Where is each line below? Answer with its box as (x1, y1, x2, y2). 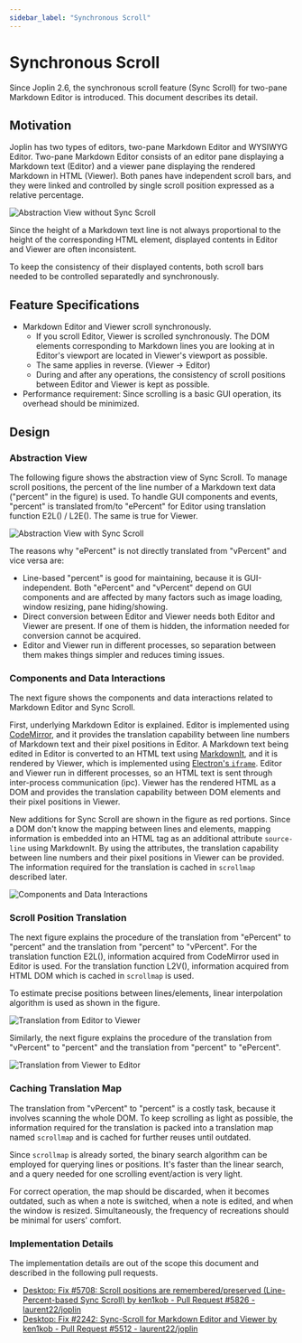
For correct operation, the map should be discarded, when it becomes (9, 1186, 270, 1197)
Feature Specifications (9, 297, 140, 313)
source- (264, 835, 294, 844)
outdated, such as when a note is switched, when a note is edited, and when (9, 1195, 294, 1207)
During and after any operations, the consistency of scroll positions (35, 370, 286, 380)
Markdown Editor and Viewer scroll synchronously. (22, 322, 212, 333)
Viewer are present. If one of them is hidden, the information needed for (22, 620, 290, 631)
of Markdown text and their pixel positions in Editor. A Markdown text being (9, 738, 288, 750)
